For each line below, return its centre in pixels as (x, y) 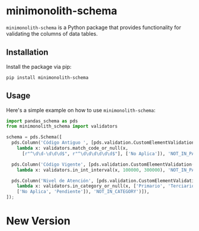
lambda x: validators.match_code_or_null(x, (73, 148)
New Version (38, 221)
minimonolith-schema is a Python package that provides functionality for (94, 27)
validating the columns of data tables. (52, 33)
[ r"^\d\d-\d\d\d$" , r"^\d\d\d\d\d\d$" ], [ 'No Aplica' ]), (94, 154)
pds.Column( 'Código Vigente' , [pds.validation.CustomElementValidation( (103, 164)
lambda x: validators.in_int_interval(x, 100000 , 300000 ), (91, 170)
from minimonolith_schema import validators (62, 126)
